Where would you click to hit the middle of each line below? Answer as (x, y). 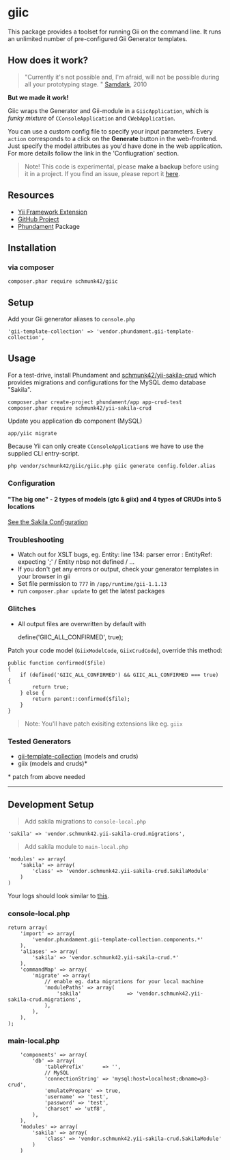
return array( (28, 928)
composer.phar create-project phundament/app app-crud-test (95, 402)
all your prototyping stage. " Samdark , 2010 (86, 84)
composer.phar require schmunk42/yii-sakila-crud (80, 408)
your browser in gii (44, 576)
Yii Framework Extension (53, 212)
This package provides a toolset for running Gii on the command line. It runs (115, 32)
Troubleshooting (36, 539)
